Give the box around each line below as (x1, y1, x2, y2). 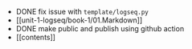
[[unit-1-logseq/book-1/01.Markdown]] (15, 15, 143, 25)
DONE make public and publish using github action (15, 24, 185, 33)
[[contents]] (15, 32, 56, 42)
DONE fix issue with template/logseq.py (15, 7, 149, 16)
